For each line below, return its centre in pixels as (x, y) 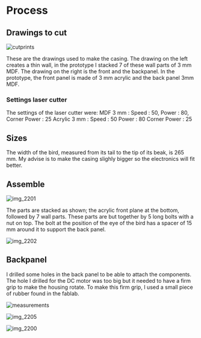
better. (14, 165)
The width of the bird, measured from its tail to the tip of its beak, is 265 (95, 152)
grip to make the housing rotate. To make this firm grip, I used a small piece (100, 287)
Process (27, 11)
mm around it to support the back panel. (56, 229)
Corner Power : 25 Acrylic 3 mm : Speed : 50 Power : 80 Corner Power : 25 (99, 119)
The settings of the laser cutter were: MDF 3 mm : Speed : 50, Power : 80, (98, 113)
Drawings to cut (37, 33)
